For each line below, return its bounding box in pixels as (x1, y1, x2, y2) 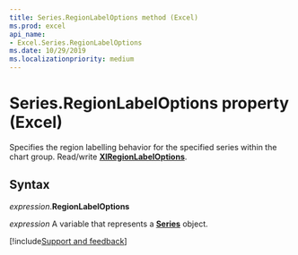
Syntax (9, 177, 50, 192)
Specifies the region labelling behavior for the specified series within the (9, 141, 277, 152)
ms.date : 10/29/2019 (9, 47, 87, 55)
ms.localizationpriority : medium (9, 55, 135, 64)
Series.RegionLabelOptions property (9, 93, 289, 114)
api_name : (9, 30, 47, 38)
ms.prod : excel (9, 21, 66, 30)
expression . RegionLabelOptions (9, 200, 130, 211)
